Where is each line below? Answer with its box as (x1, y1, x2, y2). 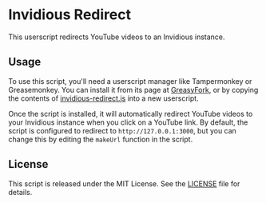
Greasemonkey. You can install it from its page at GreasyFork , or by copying (8, 85, 259, 94)
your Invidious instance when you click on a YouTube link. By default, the (8, 117, 248, 127)
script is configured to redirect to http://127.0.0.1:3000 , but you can (8, 125, 237, 135)
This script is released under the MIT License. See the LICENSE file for (8, 178, 240, 189)
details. (8, 187, 33, 197)
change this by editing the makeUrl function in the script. (8, 134, 193, 144)
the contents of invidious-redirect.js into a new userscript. (8, 94, 199, 103)
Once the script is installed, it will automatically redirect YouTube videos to (8, 109, 253, 118)
